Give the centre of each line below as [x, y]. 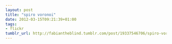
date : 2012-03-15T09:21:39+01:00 [41, 19]
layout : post [19, 10]
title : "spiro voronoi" [31, 15]
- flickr [15, 29]
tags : [11, 24]
